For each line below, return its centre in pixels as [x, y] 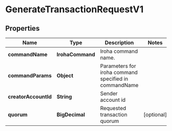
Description [119, 43]
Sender [109, 93]
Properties [23, 28]
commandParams [30, 75]
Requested [113, 108]
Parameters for [118, 66]
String [64, 97]
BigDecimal [71, 115]
